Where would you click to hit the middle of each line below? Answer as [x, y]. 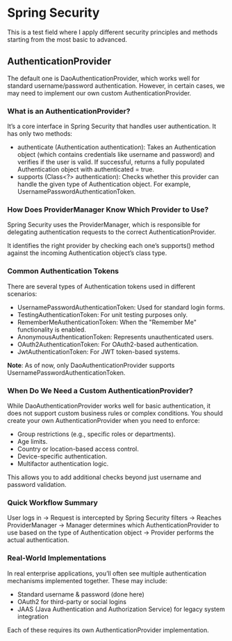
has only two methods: [40, 134]
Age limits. [32, 441]
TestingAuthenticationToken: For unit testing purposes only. [102, 314]
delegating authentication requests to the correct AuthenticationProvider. [112, 232]
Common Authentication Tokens [63, 271]
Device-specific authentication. [62, 456]
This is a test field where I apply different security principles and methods [113, 32]
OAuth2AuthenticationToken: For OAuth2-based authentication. [108, 344]
